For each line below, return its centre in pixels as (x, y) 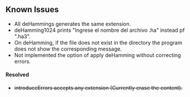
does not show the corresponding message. (68, 49)
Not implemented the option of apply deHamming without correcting (97, 55)
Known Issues (32, 10)
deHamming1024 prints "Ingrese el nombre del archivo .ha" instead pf (99, 30)
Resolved (17, 75)
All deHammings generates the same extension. (73, 24)
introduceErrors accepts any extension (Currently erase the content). (98, 88)
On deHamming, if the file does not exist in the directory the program (98, 42)
